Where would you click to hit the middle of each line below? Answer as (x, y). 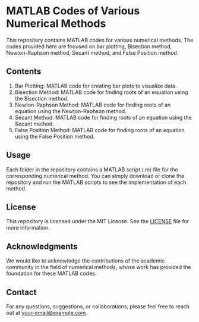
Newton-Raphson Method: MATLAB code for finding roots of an (93, 105)
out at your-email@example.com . (47, 313)
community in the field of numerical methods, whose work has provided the (99, 267)
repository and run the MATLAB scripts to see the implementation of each (96, 182)
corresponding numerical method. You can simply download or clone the (95, 176)
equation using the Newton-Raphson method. (70, 111)
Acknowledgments (42, 246)
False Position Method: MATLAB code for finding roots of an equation (100, 130)
